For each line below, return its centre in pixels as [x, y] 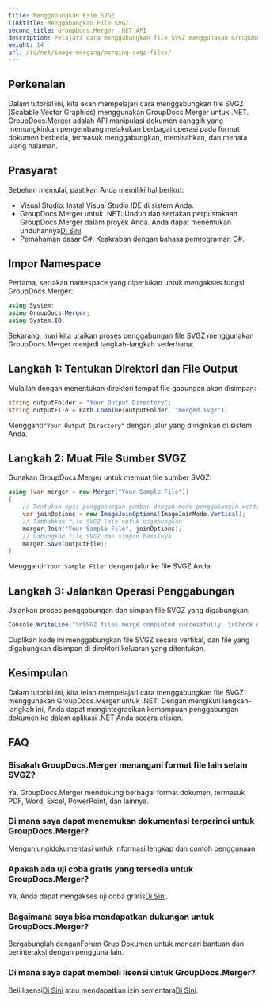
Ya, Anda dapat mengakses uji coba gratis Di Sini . [88, 896]
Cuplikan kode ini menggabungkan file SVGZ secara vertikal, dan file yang [129, 640]
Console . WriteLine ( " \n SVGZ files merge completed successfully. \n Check [131, 625]
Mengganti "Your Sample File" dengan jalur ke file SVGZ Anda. [110, 566]
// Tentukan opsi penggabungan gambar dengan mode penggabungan [131, 507]
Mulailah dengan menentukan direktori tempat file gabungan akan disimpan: [132, 388]
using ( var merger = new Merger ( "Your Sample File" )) [99, 492]
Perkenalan [37, 84]
